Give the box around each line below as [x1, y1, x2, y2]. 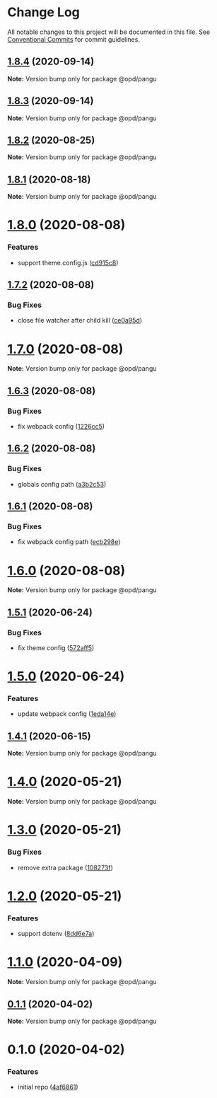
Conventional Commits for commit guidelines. [7, 35, 140, 43]
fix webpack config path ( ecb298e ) [17, 538, 121, 546]
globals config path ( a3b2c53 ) [17, 480, 107, 488]
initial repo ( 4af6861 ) [17, 1083, 79, 1092]
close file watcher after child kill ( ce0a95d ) [17, 316, 143, 325]
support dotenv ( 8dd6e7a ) [17, 930, 95, 938]
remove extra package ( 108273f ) [17, 863, 113, 872]
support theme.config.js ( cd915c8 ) [17, 258, 119, 267]
